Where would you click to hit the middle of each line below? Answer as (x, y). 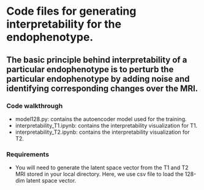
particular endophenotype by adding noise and (98, 79)
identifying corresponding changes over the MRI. (102, 88)
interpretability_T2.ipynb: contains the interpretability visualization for (102, 132)
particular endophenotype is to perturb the (90, 69)
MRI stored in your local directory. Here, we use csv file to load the (99, 174)
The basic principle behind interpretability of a (97, 60)
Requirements (28, 154)
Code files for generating (71, 11)
